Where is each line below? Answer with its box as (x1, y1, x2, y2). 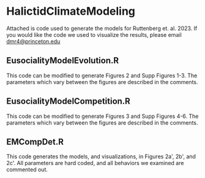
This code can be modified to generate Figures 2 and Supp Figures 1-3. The (6, 72, 198, 79)
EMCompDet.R (6, 136, 64, 147)
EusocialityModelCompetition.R (6, 96, 130, 107)
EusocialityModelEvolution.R (6, 55, 119, 66)
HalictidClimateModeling (6, 4, 136, 18)
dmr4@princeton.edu (6, 37, 61, 45)
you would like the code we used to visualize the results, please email (6, 31, 182, 38)
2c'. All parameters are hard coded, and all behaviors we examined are (6, 160, 184, 167)
